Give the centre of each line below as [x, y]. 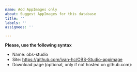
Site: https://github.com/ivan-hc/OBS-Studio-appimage [67, 60]
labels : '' [16, 23]
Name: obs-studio [30, 54]
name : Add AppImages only [31, 9]
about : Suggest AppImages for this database [51, 14]
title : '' [15, 18]
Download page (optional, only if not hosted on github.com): [72, 65]
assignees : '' [19, 27]
